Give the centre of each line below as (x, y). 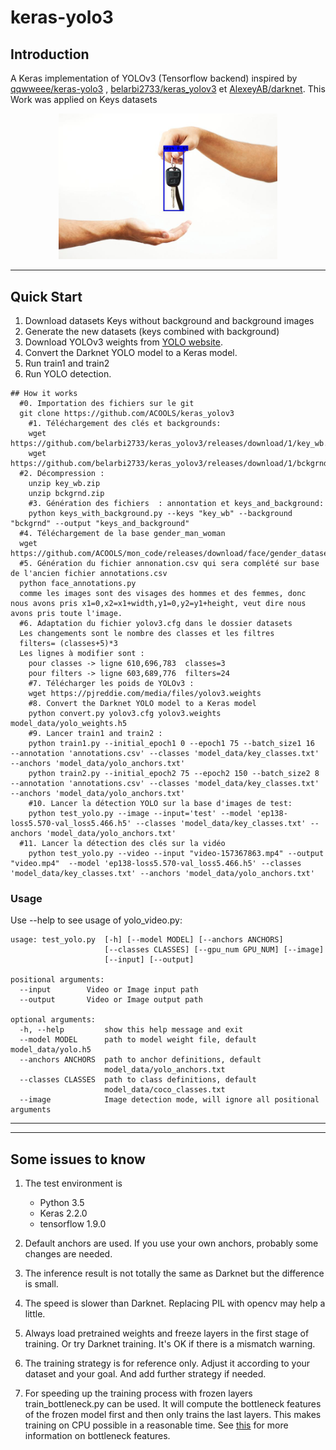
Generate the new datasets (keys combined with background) (152, 331)
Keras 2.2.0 (63, 1213)
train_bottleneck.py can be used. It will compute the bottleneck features (173, 1404)
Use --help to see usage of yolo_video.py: (96, 920)
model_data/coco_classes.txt (165, 1090)
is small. (41, 1284)
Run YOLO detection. (68, 374)
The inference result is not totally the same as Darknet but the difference (174, 1273)
